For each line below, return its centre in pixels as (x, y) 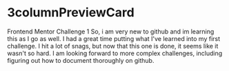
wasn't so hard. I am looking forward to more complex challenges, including (115, 53)
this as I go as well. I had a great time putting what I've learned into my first (114, 38)
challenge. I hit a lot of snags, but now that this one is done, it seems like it (113, 46)
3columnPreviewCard (71, 13)
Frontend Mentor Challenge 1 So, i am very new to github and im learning (111, 31)
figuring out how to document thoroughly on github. (81, 60)
